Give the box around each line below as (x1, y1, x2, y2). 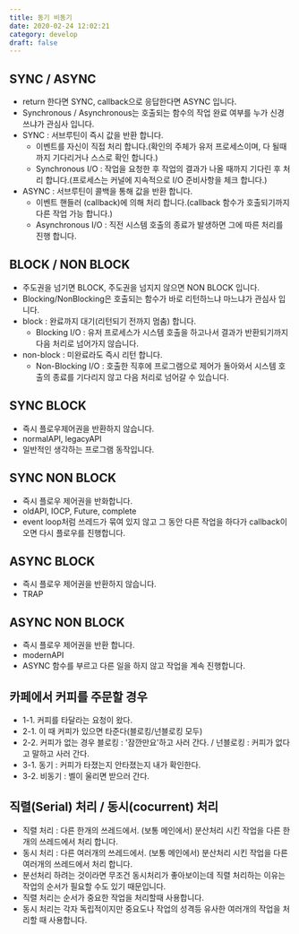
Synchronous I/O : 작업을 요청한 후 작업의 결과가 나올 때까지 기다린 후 (35, 163, 281, 175)
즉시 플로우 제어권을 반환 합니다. (21, 640, 135, 651)
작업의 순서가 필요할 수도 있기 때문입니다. (21, 880, 167, 892)
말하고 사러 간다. (31, 748, 90, 758)
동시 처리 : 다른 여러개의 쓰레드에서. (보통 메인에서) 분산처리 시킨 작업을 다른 (21, 847, 288, 858)
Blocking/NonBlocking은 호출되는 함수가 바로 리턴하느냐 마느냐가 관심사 (21, 293, 277, 304)
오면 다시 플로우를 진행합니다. (21, 527, 126, 538)
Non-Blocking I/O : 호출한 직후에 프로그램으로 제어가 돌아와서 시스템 (35, 360, 277, 371)
